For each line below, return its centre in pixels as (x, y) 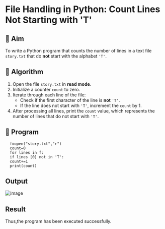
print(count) (23, 166)
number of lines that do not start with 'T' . (56, 116)
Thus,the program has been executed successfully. (58, 221)
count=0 (18, 148)
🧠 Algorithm (24, 72)
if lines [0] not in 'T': (37, 157)
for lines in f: (27, 152)
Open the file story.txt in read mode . (52, 84)
